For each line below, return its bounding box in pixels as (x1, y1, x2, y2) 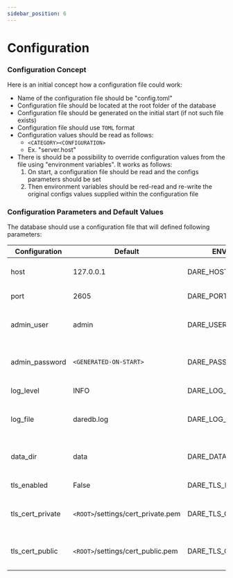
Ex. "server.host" (27, 146, 76, 154)
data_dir (10, 452, 37, 461)
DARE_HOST (187, 267, 229, 277)
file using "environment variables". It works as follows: (17, 160, 173, 169)
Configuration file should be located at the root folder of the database (17, 101, 216, 110)
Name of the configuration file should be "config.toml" (17, 94, 173, 103)
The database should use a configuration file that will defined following (7, 223, 210, 231)
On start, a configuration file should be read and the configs (27, 168, 199, 176)
